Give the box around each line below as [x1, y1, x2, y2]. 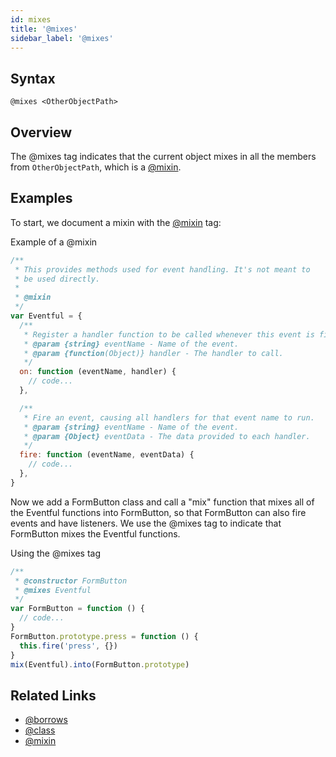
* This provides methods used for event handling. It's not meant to [14, 264, 311, 275]
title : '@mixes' [10, 24, 78, 34]
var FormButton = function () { [10, 604, 145, 614]
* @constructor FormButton [14, 576, 128, 586]
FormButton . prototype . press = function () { [10, 631, 199, 641]
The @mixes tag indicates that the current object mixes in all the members [10, 151, 317, 162]
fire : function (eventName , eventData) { [19, 450, 195, 460]
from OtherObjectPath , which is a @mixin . [10, 161, 182, 173]
